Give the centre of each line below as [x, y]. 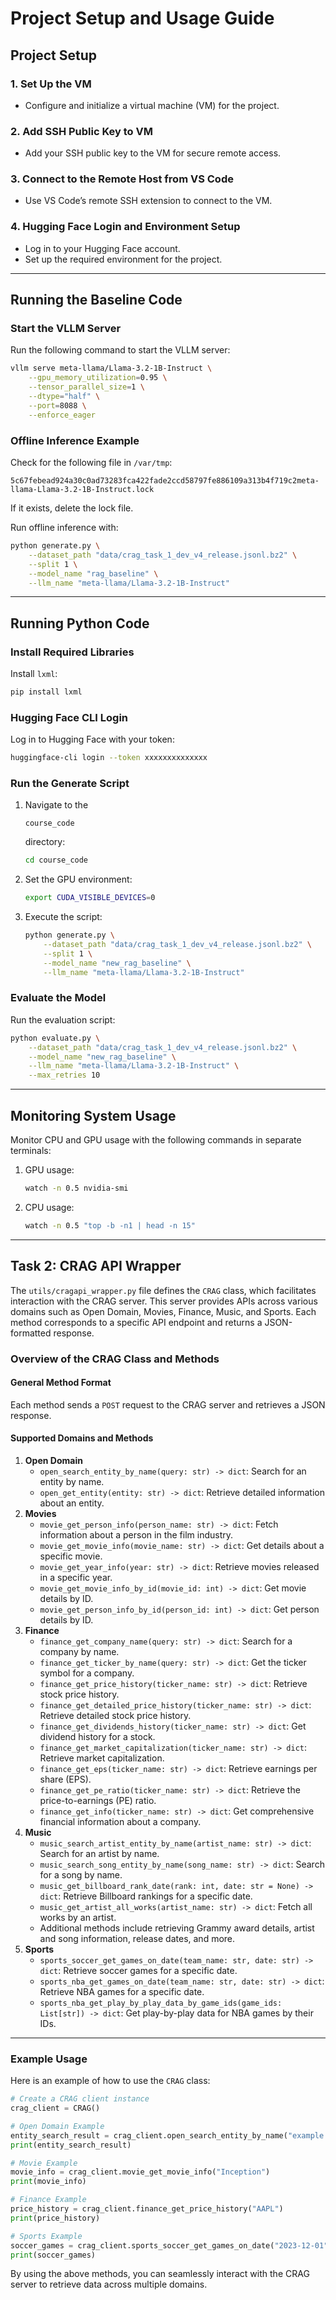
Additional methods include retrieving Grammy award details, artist [177, 1928]
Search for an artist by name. [99, 1853]
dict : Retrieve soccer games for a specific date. [138, 1970]
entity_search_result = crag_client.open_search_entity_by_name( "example [167, 2135]
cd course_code [56, 860]
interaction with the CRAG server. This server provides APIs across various [164, 1301]
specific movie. [71, 1556]
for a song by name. [81, 1874]
